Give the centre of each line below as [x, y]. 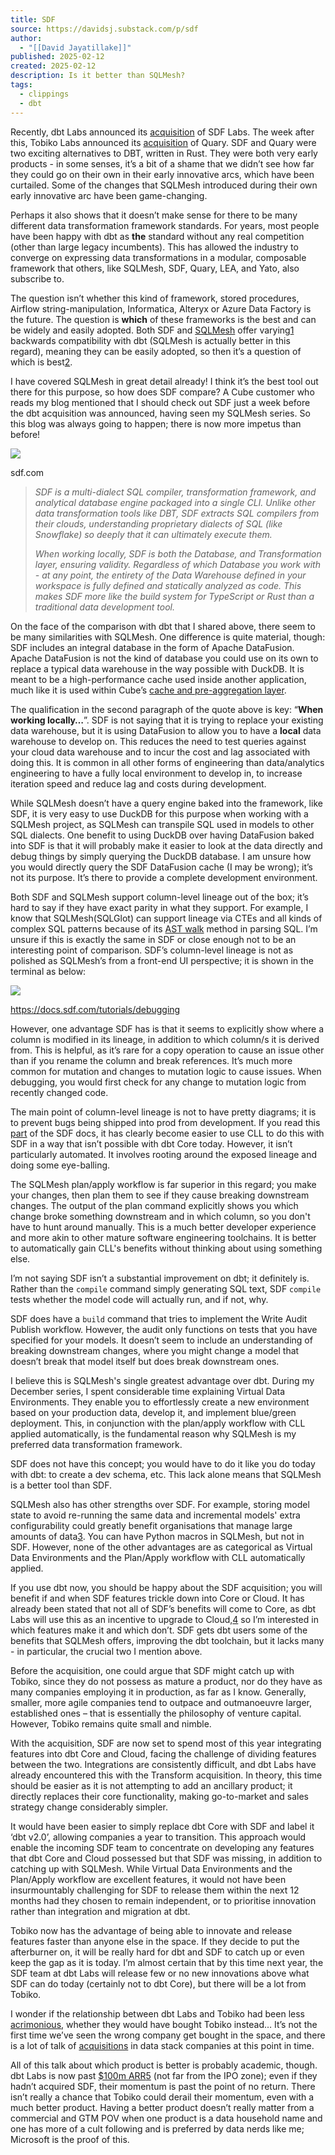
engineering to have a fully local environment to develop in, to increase [156, 773]
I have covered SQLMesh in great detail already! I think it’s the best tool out [164, 381]
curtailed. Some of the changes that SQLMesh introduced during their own [164, 185]
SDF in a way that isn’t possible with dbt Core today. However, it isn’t [151, 1143]
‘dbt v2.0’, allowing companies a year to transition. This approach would [158, 1837]
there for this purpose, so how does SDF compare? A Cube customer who [162, 392]
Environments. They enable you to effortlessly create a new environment [160, 1402]
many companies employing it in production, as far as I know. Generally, [158, 1692]
